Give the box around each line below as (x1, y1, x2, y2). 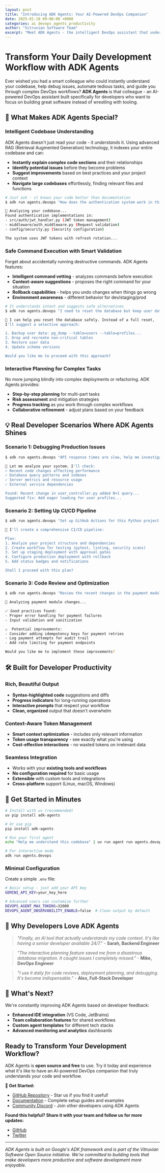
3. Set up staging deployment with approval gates (5, 550, 111, 555)
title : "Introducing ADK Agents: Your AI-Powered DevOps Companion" (5, 12, 148, 17)
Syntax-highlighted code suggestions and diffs (12, 692, 110, 698)
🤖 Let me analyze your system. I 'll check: (5, 464, 96, 469)
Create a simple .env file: (5, 876, 55, 882)
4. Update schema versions (5, 345, 60, 350)
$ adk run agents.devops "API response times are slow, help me (5, 454, 139, 460)
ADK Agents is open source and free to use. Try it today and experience (5, 1063, 152, 1069)
